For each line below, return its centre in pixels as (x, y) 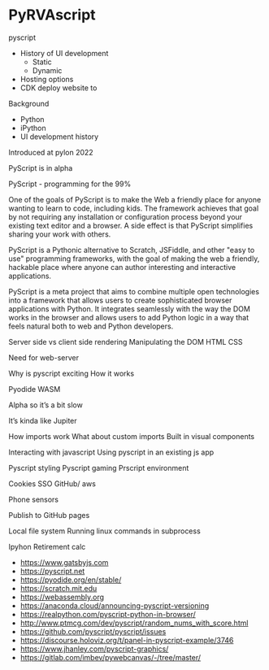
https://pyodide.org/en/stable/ (71, 580)
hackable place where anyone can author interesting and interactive (122, 267)
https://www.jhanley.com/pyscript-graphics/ (94, 649)
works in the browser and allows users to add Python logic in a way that (129, 317)
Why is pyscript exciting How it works (72, 373)
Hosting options (47, 79)
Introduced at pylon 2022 (51, 152)
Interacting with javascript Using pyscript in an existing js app (111, 452)
